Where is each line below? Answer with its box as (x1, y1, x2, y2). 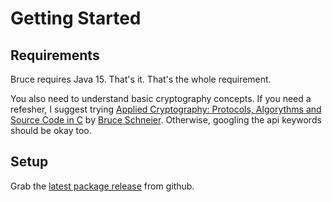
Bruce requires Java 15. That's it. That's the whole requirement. (10, 73, 272, 85)
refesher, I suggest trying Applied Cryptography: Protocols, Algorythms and (10, 103, 322, 115)
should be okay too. (10, 125, 92, 136)
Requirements (10, 47, 100, 64)
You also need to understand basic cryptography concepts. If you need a (10, 93, 312, 104)
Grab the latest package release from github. (10, 180, 195, 192)
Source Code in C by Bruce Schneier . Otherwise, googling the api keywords (10, 114, 322, 126)
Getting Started (10, 7, 142, 30)
